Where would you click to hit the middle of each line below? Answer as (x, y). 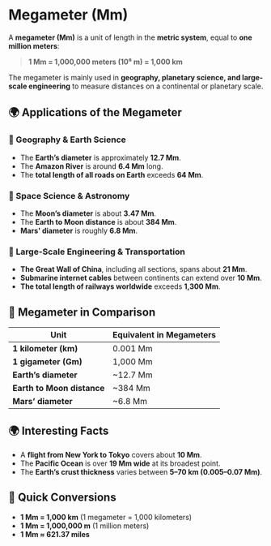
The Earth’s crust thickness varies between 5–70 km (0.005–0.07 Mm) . (141, 471)
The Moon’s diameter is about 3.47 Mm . (88, 213)
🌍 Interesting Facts (59, 431)
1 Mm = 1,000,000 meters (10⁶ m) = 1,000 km (106, 62)
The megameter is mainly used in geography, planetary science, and (125, 77)
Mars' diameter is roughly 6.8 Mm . (79, 230)
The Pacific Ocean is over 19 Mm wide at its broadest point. (120, 463)
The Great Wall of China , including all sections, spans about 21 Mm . (133, 269)
